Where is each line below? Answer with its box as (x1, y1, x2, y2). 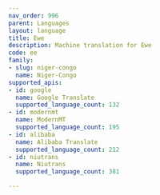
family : (8, 57, 34, 65)
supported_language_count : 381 (15, 168, 120, 176)
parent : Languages (8, 19, 70, 27)
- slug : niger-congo (8, 64, 78, 72)
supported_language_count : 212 (15, 145, 120, 153)
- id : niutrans (8, 153, 59, 161)
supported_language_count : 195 (15, 123, 120, 131)
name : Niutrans (15, 161, 66, 169)
